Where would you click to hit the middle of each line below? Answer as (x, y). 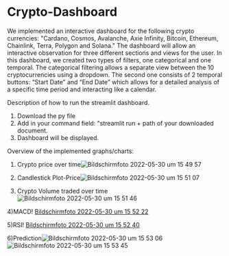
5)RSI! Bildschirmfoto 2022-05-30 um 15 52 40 (74, 224)
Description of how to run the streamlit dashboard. (78, 102)
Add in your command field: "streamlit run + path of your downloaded (115, 123)
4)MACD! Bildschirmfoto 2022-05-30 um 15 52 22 (78, 211)
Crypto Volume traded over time (62, 191)
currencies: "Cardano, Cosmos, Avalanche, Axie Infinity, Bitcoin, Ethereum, (113, 38)
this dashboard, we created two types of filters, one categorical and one (109, 60)
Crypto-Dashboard (62, 12)
